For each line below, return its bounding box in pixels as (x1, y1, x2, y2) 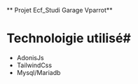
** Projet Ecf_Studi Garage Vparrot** (6, 6, 113, 14)
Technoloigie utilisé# (6, 31, 131, 46)
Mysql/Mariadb (16, 68, 61, 76)
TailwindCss (16, 61, 53, 69)
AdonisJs (16, 53, 44, 62)
